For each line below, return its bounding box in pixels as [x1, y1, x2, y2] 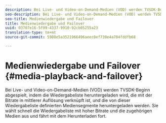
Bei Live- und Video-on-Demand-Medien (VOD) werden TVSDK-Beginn [5, 87, 151, 92]
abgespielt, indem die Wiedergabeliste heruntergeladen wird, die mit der [5, 92, 153, 98]
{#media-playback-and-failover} [5, 71, 143, 82]
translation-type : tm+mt [5, 30, 56, 35]
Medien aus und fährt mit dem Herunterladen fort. [5, 113, 107, 119]
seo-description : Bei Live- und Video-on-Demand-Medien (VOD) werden [5, 12, 152, 17]
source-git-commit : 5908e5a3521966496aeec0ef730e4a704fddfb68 [5, 35, 136, 40]
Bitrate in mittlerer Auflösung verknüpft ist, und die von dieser [5, 97, 131, 103]
